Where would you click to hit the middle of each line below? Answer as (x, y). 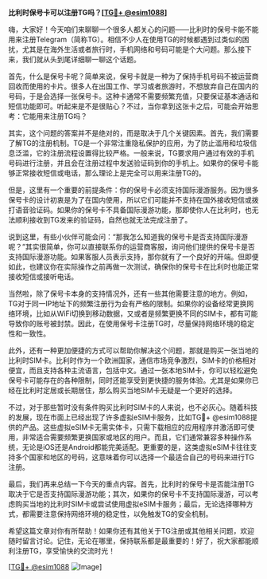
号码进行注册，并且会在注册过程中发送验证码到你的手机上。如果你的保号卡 (130, 163)
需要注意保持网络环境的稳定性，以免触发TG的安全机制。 (121, 514)
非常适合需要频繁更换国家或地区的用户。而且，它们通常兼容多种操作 (133, 437)
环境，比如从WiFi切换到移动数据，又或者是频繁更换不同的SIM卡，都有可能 (136, 313)
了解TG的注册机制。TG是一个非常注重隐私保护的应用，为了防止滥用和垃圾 (129, 143)
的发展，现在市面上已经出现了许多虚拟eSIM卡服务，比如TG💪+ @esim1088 (130, 417)
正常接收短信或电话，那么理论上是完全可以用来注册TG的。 (110, 173)
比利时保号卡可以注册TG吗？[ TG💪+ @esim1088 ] (88, 12)
